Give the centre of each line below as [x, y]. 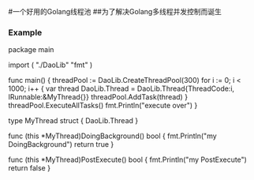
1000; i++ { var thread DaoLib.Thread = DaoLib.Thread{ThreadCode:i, [121, 88]
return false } [30, 168]
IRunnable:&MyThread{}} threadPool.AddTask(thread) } [98, 97]
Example [25, 32]
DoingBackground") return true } [61, 144]
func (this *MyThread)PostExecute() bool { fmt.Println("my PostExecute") [127, 159]
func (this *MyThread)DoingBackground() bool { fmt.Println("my [112, 136]
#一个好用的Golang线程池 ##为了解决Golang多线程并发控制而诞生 [115, 11]
